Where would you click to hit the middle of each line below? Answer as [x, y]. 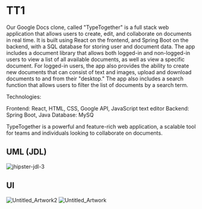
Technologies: [24, 97]
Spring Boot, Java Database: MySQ [50, 115]
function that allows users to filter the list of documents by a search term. [97, 85]
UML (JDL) [27, 152]
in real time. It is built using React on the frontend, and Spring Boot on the [97, 40]
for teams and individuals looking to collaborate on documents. [84, 133]
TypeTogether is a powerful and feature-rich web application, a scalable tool [101, 126]
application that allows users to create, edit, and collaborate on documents [99, 33]
